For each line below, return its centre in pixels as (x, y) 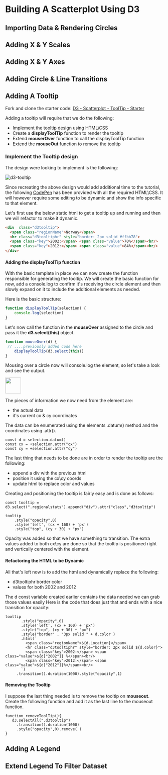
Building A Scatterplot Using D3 (72, 9)
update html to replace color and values (53, 484)
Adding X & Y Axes (35, 62)
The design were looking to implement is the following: (62, 167)
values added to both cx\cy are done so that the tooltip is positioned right (81, 544)
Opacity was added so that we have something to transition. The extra (78, 538)
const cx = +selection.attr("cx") (41, 444)
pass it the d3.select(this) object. (40, 332)
